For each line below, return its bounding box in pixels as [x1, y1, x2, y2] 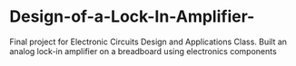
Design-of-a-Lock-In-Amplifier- [9, 6, 255, 27]
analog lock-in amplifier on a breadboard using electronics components [9, 45, 277, 56]
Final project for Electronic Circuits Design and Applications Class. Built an [9, 36, 288, 47]
